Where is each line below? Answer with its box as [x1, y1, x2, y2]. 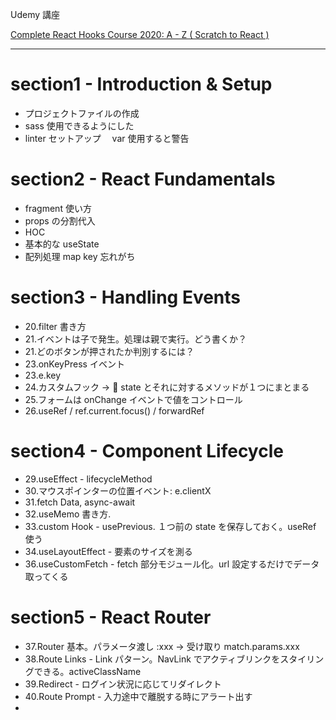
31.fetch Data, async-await [24, 496, 136, 508]
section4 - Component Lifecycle [10, 440, 284, 462]
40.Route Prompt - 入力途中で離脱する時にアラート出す [24, 690, 253, 702]
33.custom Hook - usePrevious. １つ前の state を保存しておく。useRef [24, 520, 317, 532]
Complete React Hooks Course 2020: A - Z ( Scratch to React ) [10, 29, 270, 40]
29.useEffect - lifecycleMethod [24, 473, 153, 485]
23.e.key [24, 369, 62, 381]
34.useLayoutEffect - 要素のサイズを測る [24, 545, 193, 557]
